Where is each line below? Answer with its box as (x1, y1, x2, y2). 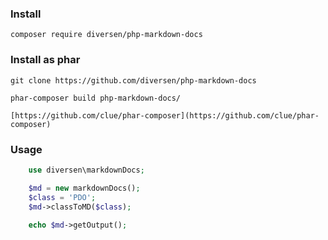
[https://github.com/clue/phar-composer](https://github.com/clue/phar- (10, 110, 320, 121)
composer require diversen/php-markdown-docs (10, 30, 203, 40)
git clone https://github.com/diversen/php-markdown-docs (10, 75, 257, 86)
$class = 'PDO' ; (28, 192, 97, 202)
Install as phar (10, 53, 81, 67)
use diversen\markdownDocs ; (28, 165, 145, 175)
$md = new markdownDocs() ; (28, 183, 141, 193)
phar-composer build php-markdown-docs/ (10, 93, 182, 103)
